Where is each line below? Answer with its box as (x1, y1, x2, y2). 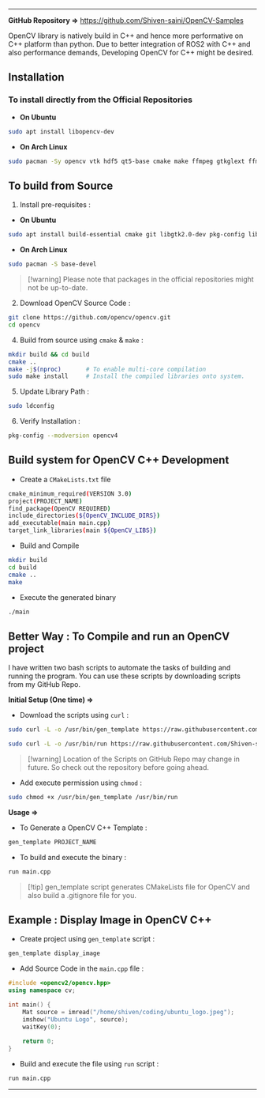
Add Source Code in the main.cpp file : (19, 964, 144, 973)
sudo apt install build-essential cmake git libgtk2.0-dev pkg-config (8, 231, 245, 239)
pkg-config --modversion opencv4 (8, 432, 118, 440)
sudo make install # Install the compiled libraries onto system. (8, 372, 245, 380)
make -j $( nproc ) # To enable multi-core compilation (8, 365, 207, 373)
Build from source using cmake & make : (19, 335, 144, 345)
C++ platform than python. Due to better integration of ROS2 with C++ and (8, 40, 251, 48)
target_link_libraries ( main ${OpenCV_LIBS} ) (8, 526, 157, 534)
